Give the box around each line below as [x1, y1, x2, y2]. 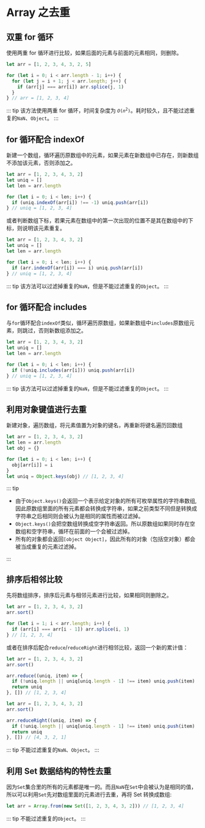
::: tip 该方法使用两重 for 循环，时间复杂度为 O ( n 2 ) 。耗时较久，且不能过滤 [6, 107, 190, 114]
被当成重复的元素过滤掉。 [15, 543, 80, 550]
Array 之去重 [6, 5, 70, 20]
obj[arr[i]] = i [12, 462, 53, 468]
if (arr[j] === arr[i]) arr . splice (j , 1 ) [17, 84, 124, 90]
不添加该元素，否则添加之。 [6, 159, 76, 167]
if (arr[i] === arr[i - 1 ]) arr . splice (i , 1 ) [12, 626, 130, 632]
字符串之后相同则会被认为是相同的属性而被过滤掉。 [15, 512, 144, 519]
